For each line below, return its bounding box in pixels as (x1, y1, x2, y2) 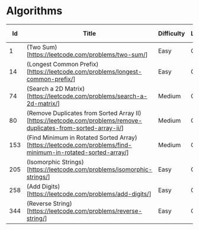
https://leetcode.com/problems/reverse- (28, 206, 142, 215)
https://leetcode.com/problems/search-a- (28, 92, 148, 100)
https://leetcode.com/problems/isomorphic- (28, 165, 153, 173)
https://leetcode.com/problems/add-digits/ (28, 190, 149, 198)
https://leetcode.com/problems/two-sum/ (28, 50, 146, 59)
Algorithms (6, 4, 63, 18)
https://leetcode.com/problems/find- (28, 140, 132, 149)
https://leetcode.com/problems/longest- (28, 67, 142, 75)
